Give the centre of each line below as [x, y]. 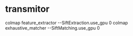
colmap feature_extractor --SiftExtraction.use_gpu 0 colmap [66, 23]
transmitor [27, 9]
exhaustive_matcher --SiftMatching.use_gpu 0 [53, 28]
